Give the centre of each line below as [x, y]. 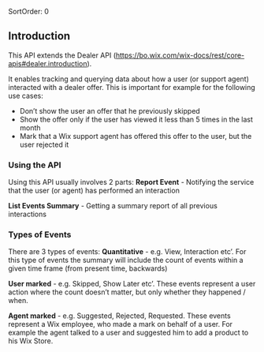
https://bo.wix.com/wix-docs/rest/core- [180, 55]
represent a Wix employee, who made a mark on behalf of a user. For [121, 324]
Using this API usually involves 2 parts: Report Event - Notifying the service [131, 182]
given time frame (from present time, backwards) [88, 268]
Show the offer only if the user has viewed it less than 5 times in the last [136, 119]
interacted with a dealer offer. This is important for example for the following [132, 87]
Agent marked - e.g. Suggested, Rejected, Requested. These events [119, 316]
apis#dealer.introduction [48, 63]
